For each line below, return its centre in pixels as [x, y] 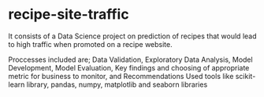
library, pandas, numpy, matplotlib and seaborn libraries [117, 84]
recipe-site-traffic [69, 14]
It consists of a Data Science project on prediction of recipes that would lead [132, 36]
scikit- [245, 76]
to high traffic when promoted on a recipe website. [91, 44]
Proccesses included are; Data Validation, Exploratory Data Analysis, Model [131, 59]
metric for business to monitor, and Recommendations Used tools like [121, 76]
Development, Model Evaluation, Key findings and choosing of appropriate [129, 67]
